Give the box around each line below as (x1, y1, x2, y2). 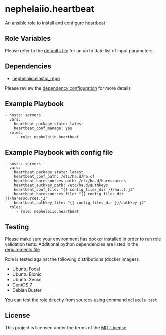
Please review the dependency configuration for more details (5, 85, 131, 91)
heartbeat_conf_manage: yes (14, 126, 72, 131)
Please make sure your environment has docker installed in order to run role (5, 236, 161, 242)
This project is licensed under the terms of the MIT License (5, 324, 127, 330)
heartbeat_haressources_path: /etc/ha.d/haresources (14, 178, 126, 184)
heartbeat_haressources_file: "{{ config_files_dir (14, 192, 124, 197)
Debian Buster (12, 287, 42, 293)
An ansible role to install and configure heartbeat (5, 20, 106, 26)
